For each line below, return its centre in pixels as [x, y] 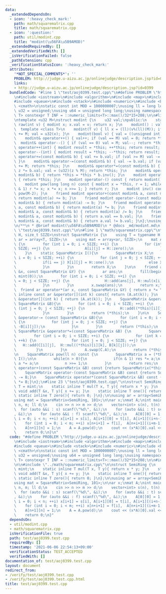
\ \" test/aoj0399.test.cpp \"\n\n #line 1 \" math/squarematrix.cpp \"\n [87, 230]
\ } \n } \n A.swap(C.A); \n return [81, 350]
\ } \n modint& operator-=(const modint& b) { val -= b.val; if [84, 161]
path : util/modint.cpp [37, 38]
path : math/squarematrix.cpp [44, 23]
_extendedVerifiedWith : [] [37, 51]
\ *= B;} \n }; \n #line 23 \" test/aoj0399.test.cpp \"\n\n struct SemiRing [88, 382]
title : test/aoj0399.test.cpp [36, 584]
